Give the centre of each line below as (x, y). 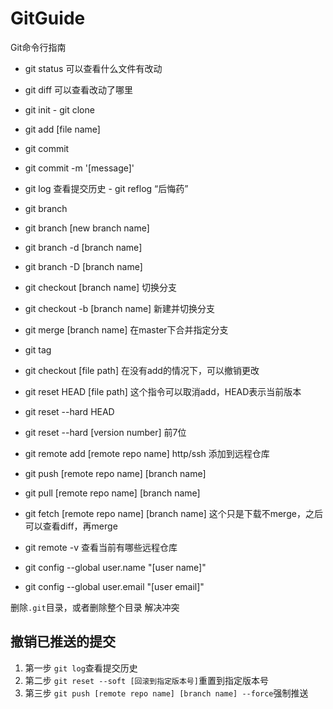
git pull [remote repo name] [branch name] (112, 493)
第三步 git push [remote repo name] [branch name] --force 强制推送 (166, 693)
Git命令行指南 (38, 47)
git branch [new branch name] (87, 228)
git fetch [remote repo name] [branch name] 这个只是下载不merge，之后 (173, 513)
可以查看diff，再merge (71, 526)
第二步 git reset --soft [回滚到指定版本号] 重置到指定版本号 (146, 680)
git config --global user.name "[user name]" (115, 567)
